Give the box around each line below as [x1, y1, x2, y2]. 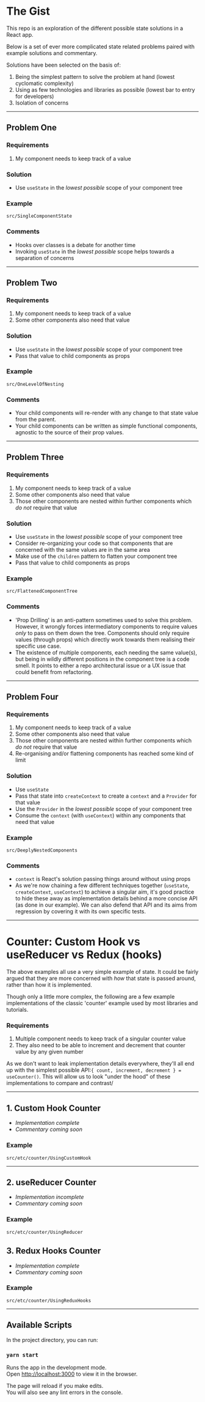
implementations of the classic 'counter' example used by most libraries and [6, 1000, 198, 1007]
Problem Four [6, 692, 59, 702]
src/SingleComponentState [6, 213, 72, 220]
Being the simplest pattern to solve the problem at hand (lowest [15, 73, 175, 80]
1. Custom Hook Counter [6, 1103, 101, 1113]
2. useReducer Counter [6, 1177, 96, 1187]
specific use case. [15, 642, 62, 650]
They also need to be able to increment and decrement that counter [15, 1042, 185, 1049]
